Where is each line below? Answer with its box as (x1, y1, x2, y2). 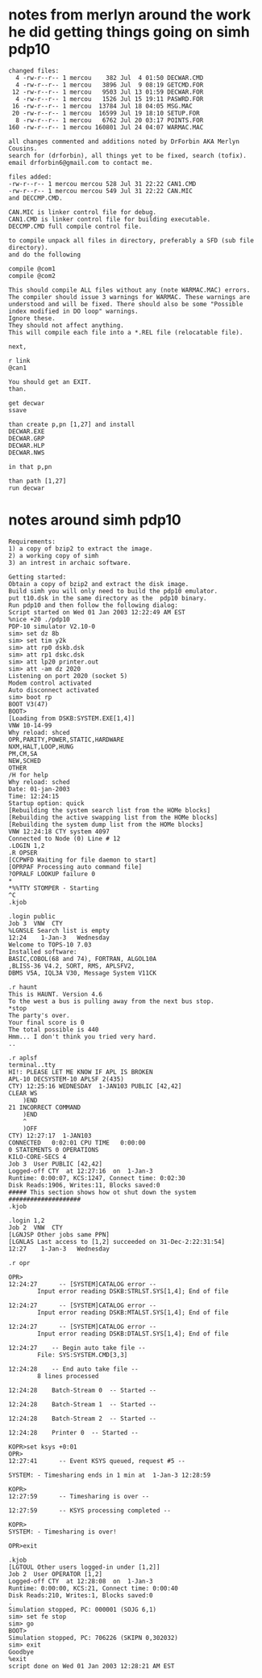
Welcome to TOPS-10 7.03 (8, 940, 92, 949)
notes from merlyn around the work (8, 6, 252, 24)
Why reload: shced (8, 728, 70, 736)
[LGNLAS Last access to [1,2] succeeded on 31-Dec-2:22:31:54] (8, 1237, 226, 1246)
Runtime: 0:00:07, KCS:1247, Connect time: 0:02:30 (8, 1174, 185, 1182)
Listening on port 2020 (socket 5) (8, 672, 128, 680)
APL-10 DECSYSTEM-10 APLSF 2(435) (8, 1075, 125, 1083)
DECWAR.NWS (8, 449, 45, 457)
